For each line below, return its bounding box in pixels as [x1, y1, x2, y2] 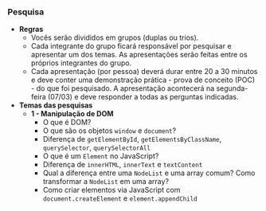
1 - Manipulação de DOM [30, 109, 114, 119]
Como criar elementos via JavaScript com [42, 186, 181, 195]
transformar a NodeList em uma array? [42, 177, 169, 186]
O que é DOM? [42, 118, 92, 127]
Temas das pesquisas [18, 100, 93, 110]
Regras [18, 25, 44, 34]
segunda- [216, 84, 248, 93]
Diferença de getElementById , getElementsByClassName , [42, 135, 222, 144]
